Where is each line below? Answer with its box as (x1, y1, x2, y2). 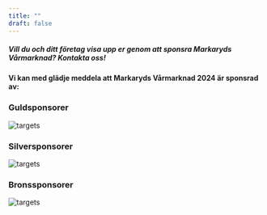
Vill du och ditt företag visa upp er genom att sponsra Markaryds (8, 44, 232, 54)
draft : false (8, 19, 53, 27)
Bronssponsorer (8, 179, 74, 190)
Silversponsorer (8, 141, 74, 152)
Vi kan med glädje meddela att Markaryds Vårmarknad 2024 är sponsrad (8, 74, 259, 83)
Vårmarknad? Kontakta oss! (8, 53, 107, 63)
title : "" (8, 11, 42, 20)
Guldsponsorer (8, 102, 69, 113)
